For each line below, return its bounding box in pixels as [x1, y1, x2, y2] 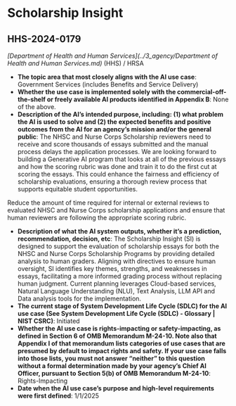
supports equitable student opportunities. [17, 185, 138, 193]
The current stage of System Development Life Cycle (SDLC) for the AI [17, 302, 228, 310]
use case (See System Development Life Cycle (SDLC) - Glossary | [17, 310, 216, 317]
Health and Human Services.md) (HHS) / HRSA [7, 59, 144, 68]
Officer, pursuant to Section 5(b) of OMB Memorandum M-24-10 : [17, 369, 211, 377]
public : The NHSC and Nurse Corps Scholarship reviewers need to [17, 132, 211, 141]
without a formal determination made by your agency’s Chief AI [17, 362, 207, 370]
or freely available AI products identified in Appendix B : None [46, 95, 229, 103]
